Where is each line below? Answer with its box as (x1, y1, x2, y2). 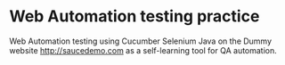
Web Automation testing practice (9, 6, 260, 27)
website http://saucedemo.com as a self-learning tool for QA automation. (9, 45, 278, 55)
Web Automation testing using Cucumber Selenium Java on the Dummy (9, 36, 273, 46)
